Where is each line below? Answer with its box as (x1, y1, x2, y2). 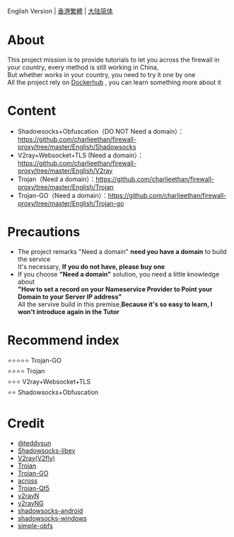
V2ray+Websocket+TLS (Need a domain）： (17, 151, 144, 159)
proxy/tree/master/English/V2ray (17, 166, 113, 175)
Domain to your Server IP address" (17, 292, 122, 301)
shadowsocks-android (17, 506, 83, 515)
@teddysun (17, 439, 52, 447)
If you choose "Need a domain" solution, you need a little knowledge (17, 270, 220, 278)
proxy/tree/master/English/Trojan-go (17, 199, 124, 207)
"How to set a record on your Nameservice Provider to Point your (17, 284, 213, 293)
